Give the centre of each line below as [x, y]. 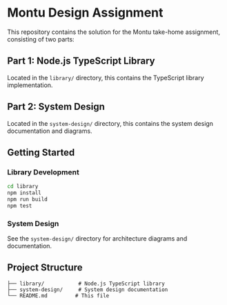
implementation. [30, 85]
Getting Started [41, 152]
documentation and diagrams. [50, 131]
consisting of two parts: [41, 39]
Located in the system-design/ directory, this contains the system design [110, 123]
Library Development [43, 172]
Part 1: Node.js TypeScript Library [81, 61]
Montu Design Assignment [85, 13]
